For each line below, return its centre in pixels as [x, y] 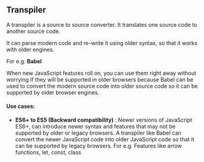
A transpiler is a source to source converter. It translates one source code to [102, 24]
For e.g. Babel [24, 61]
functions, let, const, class [48, 152]
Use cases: [21, 107]
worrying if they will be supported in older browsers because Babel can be [100, 79]
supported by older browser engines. [53, 92]
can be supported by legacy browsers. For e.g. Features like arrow [99, 146]
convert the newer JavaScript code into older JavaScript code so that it [105, 139]
